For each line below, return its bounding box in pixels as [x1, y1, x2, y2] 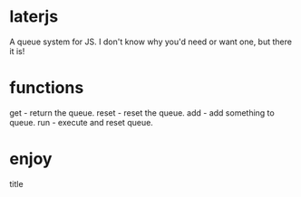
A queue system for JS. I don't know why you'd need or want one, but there [9, 36, 293, 47]
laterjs [9, 6, 59, 27]
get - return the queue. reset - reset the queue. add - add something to [9, 107, 275, 118]
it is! [9, 45, 25, 56]
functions [9, 78, 84, 98]
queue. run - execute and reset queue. [9, 117, 154, 127]
